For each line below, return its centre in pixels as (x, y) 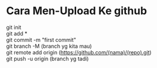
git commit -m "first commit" (41, 40)
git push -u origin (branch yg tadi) (48, 59)
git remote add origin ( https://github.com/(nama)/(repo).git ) (79, 52)
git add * (17, 33)
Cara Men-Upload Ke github (77, 11)
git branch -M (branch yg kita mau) (49, 46)
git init (14, 27)
